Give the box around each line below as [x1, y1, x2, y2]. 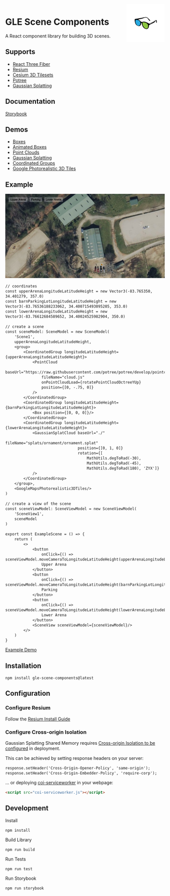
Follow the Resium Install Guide [5, 716, 71, 722]
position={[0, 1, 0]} [77, 446, 123, 451]
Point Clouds [12, 149, 39, 155]
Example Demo [5, 647, 37, 653]
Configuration [5, 689, 51, 698]
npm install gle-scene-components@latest [5, 675, 94, 681]
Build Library [5, 836, 32, 843]
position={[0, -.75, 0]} [41, 385, 94, 390]
